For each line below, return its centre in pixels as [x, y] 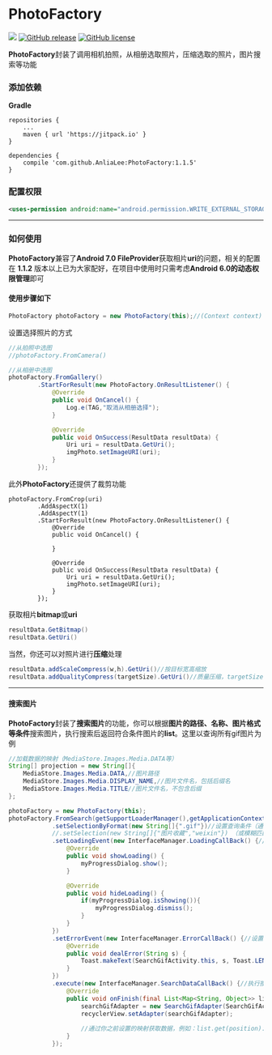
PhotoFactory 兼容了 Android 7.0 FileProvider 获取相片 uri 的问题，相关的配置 [134, 258]
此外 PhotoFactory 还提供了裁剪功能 [68, 483]
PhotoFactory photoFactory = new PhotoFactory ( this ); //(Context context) [136, 316]
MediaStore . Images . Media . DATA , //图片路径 [91, 774]
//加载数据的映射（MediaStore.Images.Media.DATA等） [93, 759]
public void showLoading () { [115, 856]
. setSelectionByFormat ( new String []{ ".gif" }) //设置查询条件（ [154, 826]
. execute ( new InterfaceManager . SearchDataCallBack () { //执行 [156, 984]
